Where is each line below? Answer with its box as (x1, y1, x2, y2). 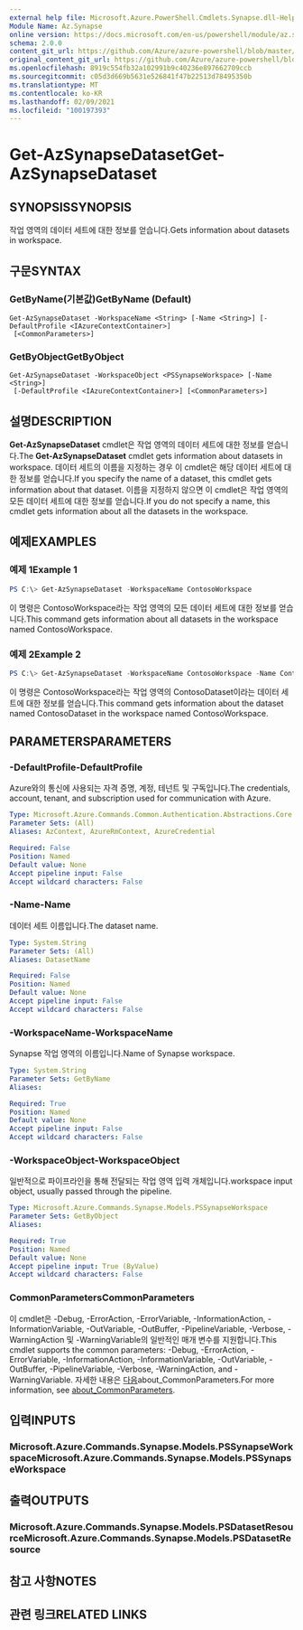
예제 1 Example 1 (9, 564, 78, 576)
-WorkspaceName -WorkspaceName (9, 1026, 174, 1039)
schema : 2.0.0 (9, 38, 63, 48)
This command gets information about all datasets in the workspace (25, 614, 279, 624)
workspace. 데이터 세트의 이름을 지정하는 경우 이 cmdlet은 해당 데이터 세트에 (9, 462, 282, 473)
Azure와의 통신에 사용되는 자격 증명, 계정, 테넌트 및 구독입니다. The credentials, (9, 782, 290, 793)
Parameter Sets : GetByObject (9, 1212, 119, 1221)
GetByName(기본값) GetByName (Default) (9, 293, 192, 305)
